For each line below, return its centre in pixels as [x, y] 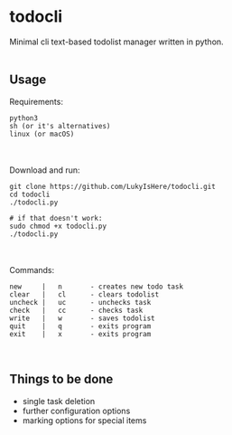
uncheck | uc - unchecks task [80, 302]
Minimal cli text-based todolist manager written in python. [116, 42]
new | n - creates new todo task [96, 287]
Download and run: [45, 170]
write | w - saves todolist [82, 318]
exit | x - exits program [80, 334]
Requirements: [36, 101]
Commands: [32, 270]
